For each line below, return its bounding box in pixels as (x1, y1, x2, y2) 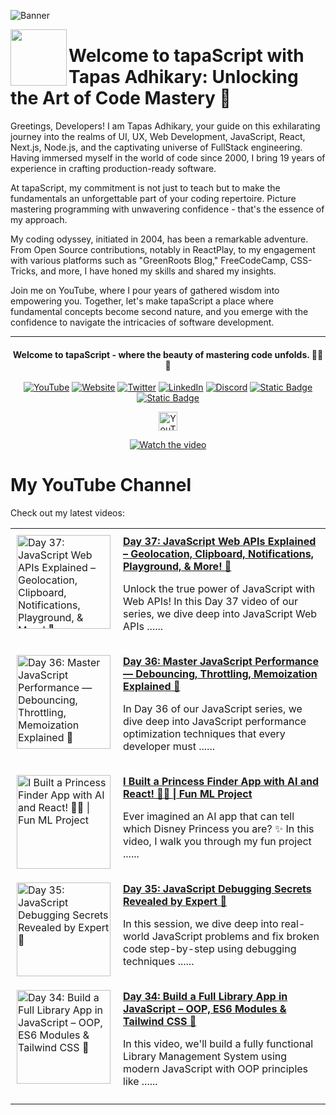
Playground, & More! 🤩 (123, 560, 232, 574)
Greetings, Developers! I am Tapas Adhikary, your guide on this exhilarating (10, 120, 321, 132)
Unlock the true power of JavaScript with (123, 582, 316, 596)
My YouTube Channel (10, 474, 192, 497)
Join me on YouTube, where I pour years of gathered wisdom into (10, 284, 280, 296)
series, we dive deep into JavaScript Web (123, 607, 318, 621)
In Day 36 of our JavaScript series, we (123, 702, 303, 716)
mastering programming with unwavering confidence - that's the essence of (10, 203, 325, 215)
